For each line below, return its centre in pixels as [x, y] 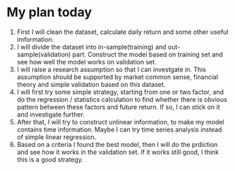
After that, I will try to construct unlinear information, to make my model [120, 122]
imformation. [35, 39]
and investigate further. [51, 114]
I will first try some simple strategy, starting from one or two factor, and [120, 92]
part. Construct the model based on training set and [147, 54]
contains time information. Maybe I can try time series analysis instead [119, 129]
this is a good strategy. [50, 159]
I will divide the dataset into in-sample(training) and [91, 47]
